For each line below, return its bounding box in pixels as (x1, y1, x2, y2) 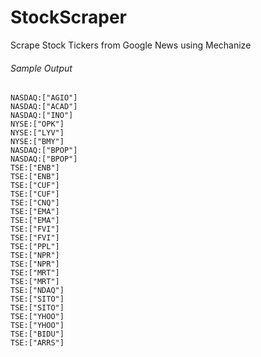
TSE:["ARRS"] (10, 338, 65, 348)
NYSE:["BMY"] (10, 137, 65, 147)
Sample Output (10, 62, 73, 74)
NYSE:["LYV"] (10, 128, 65, 138)
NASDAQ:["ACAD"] (10, 102, 78, 112)
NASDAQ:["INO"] (10, 111, 74, 121)
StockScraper (10, 6, 128, 29)
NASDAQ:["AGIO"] (10, 93, 78, 103)
